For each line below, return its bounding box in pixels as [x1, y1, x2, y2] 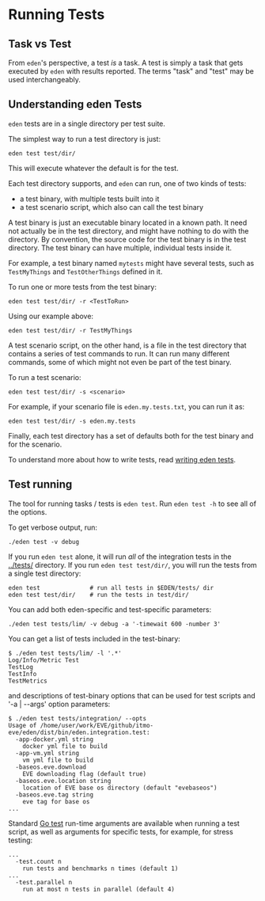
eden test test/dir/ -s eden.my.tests [8, 417, 136, 425]
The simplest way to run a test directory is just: [8, 134, 161, 143]
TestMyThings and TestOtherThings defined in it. [8, 267, 163, 276]
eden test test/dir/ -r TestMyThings [8, 326, 133, 334]
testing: [8, 835, 33, 845]
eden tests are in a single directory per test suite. [8, 119, 166, 128]
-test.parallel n [15, 878, 73, 886]
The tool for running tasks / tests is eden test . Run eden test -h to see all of [8, 499, 257, 508]
